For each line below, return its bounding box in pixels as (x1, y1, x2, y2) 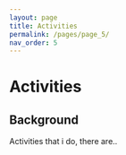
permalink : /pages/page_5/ (9, 30, 110, 39)
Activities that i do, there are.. (9, 136, 118, 147)
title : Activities (9, 22, 78, 30)
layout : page (9, 13, 58, 22)
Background (9, 112, 79, 127)
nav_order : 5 (9, 38, 58, 47)
